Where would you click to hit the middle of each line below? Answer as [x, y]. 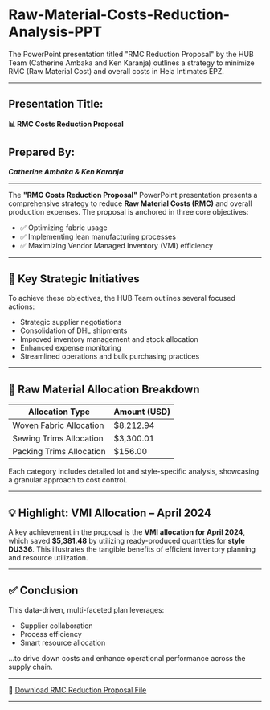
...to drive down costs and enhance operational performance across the [127, 658]
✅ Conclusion [43, 591]
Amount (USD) [142, 412]
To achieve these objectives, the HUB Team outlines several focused [122, 298]
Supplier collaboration [57, 626]
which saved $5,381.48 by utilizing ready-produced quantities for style [127, 541]
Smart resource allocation [63, 642]
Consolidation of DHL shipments [74, 330]
